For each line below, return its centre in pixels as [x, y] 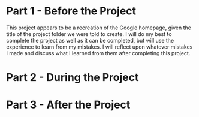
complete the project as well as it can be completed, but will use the [90, 40]
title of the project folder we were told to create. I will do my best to [89, 34]
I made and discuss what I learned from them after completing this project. [98, 53]
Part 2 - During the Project [73, 78]
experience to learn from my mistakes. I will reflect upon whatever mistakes [99, 47]
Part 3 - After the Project [68, 105]
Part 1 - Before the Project [71, 11]
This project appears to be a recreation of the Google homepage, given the [99, 28]
